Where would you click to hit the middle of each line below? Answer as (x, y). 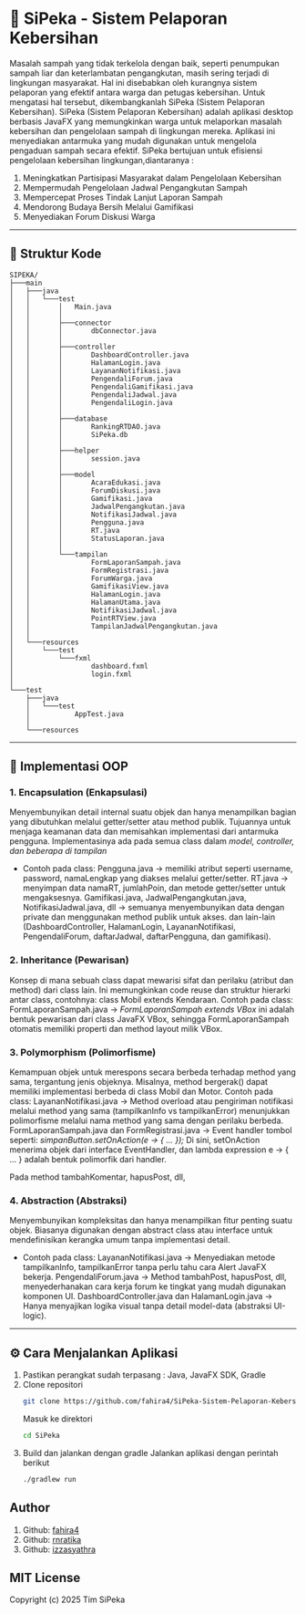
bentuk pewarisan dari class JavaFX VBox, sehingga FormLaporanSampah (149, 1019)
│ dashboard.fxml (79, 666)
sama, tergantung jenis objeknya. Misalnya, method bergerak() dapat (139, 1082)
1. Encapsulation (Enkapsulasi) (79, 793)
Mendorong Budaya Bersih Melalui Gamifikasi (108, 207)
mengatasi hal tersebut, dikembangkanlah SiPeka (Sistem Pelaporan (138, 102)
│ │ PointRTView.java (83, 618)
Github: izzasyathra (59, 1549)
